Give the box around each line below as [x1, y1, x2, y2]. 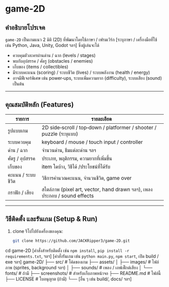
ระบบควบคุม [8, 138, 31, 146]
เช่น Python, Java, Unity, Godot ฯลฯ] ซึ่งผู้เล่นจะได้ [5, 42, 100, 48]
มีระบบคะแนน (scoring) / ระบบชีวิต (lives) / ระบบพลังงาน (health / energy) [12, 69, 150, 75]
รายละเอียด [91, 115, 112, 122]
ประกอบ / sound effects [42, 192, 94, 199]
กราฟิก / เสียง [8, 189, 34, 196]
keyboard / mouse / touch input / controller [42, 138, 143, 146]
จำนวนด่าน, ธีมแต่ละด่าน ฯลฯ [42, 147, 97, 154]
